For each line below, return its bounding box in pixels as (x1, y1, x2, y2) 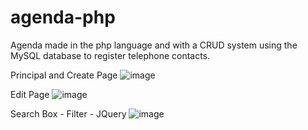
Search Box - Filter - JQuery (10, 107, 127, 120)
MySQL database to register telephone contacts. (10, 49, 211, 61)
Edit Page (10, 88, 50, 100)
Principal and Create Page (10, 69, 118, 81)
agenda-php (10, 6, 116, 29)
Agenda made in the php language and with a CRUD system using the (10, 39, 298, 51)
